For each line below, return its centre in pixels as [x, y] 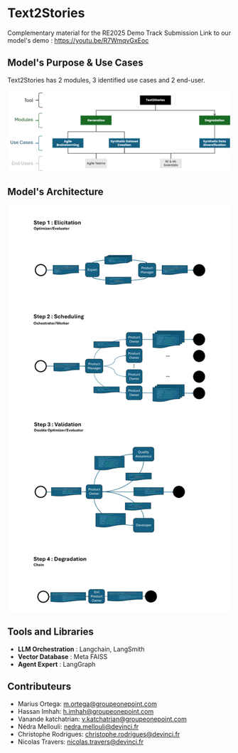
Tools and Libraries [50, 632]
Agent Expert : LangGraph [56, 664]
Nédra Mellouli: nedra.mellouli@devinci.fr [78, 726]
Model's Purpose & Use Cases [75, 63]
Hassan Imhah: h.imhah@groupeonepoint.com [86, 711]
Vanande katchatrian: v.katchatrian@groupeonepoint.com [102, 719]
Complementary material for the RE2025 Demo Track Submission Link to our [119, 33]
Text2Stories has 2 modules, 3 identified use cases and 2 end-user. [106, 80]
